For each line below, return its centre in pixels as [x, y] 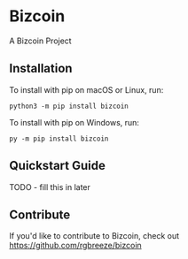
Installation [41, 69]
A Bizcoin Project [41, 41]
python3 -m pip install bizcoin [69, 106]
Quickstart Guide [58, 166]
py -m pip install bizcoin [59, 139]
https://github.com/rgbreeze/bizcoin [75, 246]
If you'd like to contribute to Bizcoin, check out [94, 236]
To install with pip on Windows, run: [74, 122]
